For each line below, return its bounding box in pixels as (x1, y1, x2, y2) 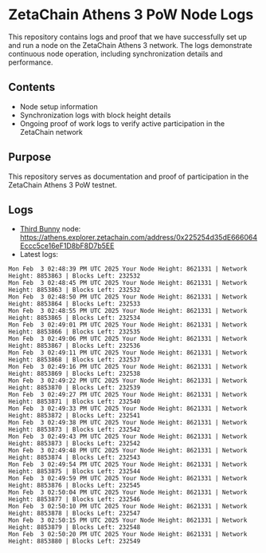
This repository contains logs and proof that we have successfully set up (8, 32, 247, 41)
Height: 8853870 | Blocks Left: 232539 (8, 384, 141, 392)
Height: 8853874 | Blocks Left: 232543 (8, 453, 141, 462)
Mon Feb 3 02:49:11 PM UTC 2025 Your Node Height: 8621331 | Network (8, 349, 248, 357)
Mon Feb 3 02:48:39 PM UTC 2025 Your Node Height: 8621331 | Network (8, 265, 248, 273)
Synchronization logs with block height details (19, 110, 171, 120)
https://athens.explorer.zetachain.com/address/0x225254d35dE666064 (19, 233, 257, 243)
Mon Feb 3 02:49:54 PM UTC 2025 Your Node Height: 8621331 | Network (8, 460, 248, 468)
